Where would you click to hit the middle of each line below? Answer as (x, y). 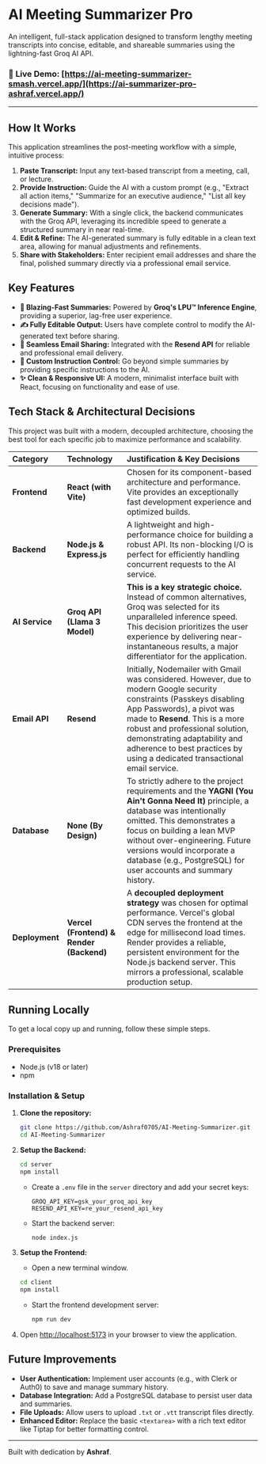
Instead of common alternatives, (186, 597)
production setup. (160, 982)
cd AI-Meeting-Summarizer (62, 1135)
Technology (90, 458)
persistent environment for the (183, 952)
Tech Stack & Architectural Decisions (102, 412)
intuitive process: (36, 155)
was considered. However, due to (189, 679)
